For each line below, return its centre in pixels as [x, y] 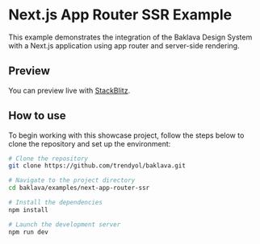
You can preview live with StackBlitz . [69, 90]
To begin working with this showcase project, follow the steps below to [126, 135]
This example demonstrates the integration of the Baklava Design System [130, 37]
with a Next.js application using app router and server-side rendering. [124, 45]
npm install [28, 210]
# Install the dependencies [56, 203]
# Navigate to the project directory [72, 180]
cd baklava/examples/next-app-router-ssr [79, 188]
